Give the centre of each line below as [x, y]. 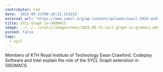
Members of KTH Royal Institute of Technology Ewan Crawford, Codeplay [79, 55]
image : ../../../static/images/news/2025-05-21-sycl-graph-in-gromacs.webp [83, 28]
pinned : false [19, 32]
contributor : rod [23, 9]
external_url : [19, 18]
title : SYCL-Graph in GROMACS [36, 23]
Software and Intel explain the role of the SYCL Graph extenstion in [72, 60]
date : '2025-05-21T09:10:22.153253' [42, 14]
